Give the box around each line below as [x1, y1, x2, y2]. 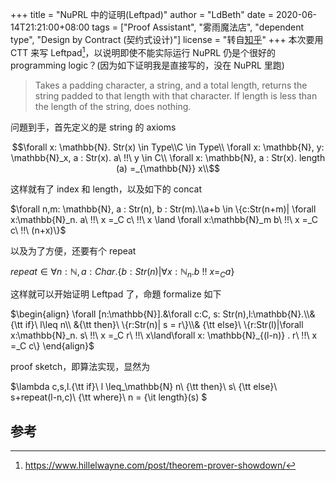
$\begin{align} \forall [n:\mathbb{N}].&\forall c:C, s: [10, 308, 221, 320]
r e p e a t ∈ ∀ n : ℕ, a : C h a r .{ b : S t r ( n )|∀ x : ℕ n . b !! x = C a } [10, 265, 235, 280]
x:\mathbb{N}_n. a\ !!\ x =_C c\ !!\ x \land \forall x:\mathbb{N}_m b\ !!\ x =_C [10, 213, 318, 225]
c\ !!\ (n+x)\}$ [10, 224, 67, 236]
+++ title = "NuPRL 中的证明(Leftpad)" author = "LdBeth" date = [10, 9, 274, 20]
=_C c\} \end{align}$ [10, 340, 95, 352]
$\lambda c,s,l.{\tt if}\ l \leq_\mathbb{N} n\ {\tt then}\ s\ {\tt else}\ [10, 381, 278, 393]
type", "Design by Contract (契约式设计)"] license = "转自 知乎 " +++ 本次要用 [10, 34, 324, 45]
